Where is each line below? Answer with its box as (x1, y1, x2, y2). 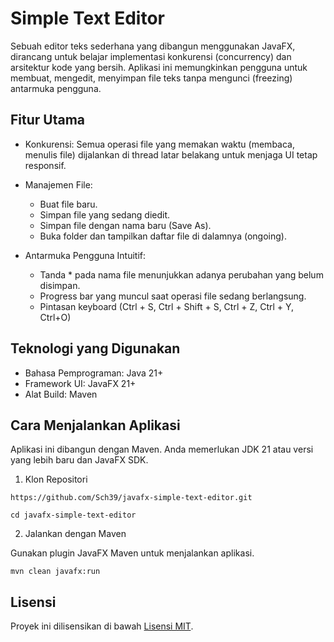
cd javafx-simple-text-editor (10, 510, 137, 521)
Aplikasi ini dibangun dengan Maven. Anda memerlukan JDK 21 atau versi (10, 443, 314, 456)
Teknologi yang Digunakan (10, 340, 181, 357)
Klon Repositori (24, 473, 88, 486)
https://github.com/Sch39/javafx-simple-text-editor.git (10, 493, 253, 503)
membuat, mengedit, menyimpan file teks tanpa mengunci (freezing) (10, 72, 293, 84)
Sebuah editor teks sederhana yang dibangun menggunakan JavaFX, (10, 40, 296, 52)
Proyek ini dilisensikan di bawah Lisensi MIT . (10, 620, 194, 632)
